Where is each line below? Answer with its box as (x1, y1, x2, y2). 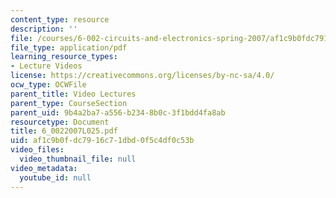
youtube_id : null (19, 172, 92, 183)
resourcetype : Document (10, 117, 110, 127)
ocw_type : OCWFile (10, 80, 87, 90)
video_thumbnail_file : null (19, 154, 137, 164)
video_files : (10, 145, 65, 155)
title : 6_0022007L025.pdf (10, 126, 118, 136)
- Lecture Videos (10, 61, 83, 71)
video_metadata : (10, 163, 78, 173)
